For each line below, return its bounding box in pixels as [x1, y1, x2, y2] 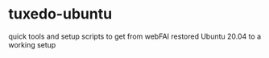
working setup [8, 39, 56, 49]
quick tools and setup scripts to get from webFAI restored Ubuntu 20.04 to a [8, 31, 262, 41]
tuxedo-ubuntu [8, 5, 113, 23]
